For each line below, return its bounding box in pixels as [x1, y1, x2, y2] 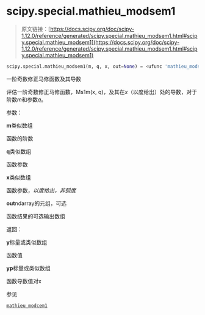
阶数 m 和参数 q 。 [6, 96, 47, 103]
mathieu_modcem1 [6, 302, 48, 309]
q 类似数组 [6, 148, 32, 155]
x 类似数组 [6, 173, 32, 181]
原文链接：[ [21, 25, 51, 32]
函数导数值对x [6, 277, 41, 284]
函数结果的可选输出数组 [6, 212, 65, 220]
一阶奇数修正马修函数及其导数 [6, 75, 81, 82]
